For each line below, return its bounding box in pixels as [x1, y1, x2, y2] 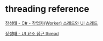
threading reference [5, 3, 90, 15]
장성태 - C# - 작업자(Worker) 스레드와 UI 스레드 [5, 20, 98, 26]
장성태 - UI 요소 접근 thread [5, 30, 59, 36]
